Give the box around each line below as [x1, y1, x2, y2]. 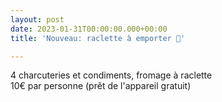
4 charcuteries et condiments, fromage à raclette [10, 69, 213, 81]
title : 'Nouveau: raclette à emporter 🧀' [10, 33, 186, 43]
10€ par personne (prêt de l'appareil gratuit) [10, 80, 192, 92]
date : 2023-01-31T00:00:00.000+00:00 [10, 24, 168, 34]
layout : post [10, 14, 65, 25]
